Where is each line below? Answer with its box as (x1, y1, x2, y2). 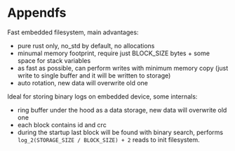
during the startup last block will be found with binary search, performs (17, 128, 223, 136)
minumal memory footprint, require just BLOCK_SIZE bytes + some (17, 49, 210, 57)
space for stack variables (17, 56, 91, 64)
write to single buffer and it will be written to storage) (17, 71, 171, 80)
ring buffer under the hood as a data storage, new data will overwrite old (17, 106, 227, 114)
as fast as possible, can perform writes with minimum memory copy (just (17, 64, 229, 72)
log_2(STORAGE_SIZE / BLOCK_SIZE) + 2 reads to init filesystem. (17, 135, 200, 144)
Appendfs (7, 5, 67, 21)
